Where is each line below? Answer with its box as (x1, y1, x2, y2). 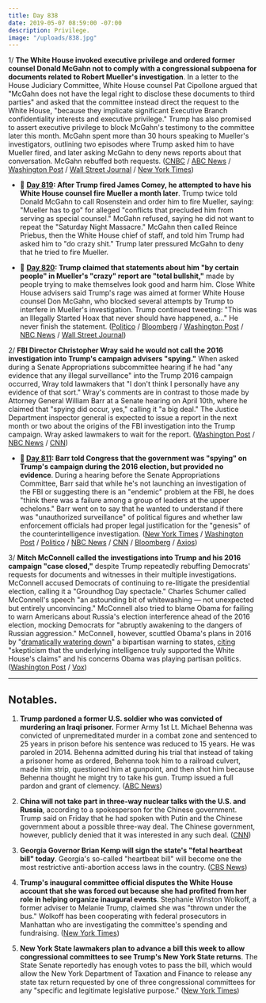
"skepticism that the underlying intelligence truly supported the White (8, 646, 235, 655)
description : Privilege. (8, 26, 90, 34)
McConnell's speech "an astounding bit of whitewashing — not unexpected (8, 595, 255, 604)
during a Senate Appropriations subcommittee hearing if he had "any (8, 362, 234, 372)
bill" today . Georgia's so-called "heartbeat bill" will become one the (19, 854, 242, 864)
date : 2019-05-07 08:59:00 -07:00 (8, 19, 123, 27)
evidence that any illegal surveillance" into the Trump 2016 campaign (8, 371, 234, 380)
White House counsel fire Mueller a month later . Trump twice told (19, 189, 237, 198)
